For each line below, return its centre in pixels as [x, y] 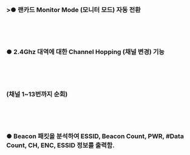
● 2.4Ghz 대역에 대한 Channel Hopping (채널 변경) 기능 [86, 52]
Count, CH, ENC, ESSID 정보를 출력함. [61, 145]
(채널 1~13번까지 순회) [37, 94]
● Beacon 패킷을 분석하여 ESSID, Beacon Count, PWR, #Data [95, 136]
